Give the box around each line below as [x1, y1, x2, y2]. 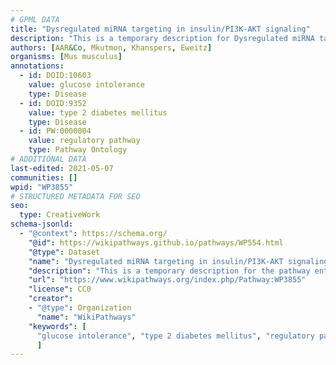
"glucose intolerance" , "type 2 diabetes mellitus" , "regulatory [36, 331, 315, 341]
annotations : [10, 61, 65, 71]
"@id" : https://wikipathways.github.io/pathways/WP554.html [28, 237, 284, 248]
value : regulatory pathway [28, 136, 141, 146]
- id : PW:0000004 [19, 126, 92, 136]
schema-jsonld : [10, 219, 74, 230]
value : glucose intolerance [28, 80, 145, 90]
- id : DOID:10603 [19, 71, 92, 81]
